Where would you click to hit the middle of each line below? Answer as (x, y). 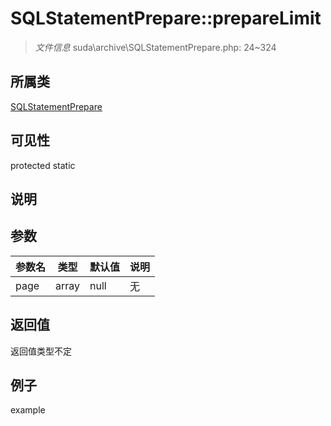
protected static (43, 165)
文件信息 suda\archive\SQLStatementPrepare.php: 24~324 (155, 47)
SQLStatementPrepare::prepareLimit (166, 18)
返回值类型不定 (41, 351)
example (28, 410)
